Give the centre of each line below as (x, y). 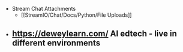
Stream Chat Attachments (44, 9)
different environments (56, 43)
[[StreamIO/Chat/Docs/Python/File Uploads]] (76, 15)
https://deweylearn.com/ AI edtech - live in (94, 34)
